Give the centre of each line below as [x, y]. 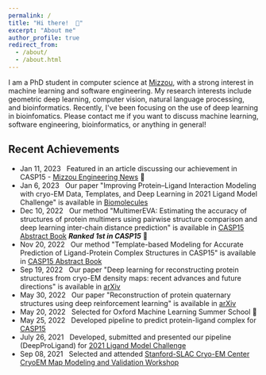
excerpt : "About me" [42, 30]
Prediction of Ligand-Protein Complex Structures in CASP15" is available [138, 253]
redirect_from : [33, 45]
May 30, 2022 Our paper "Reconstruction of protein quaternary [125, 295]
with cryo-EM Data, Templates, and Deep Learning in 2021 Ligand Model [139, 193]
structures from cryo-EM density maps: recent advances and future [131, 277]
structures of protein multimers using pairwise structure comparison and [139, 219]
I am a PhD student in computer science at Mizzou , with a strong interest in [131, 82]
